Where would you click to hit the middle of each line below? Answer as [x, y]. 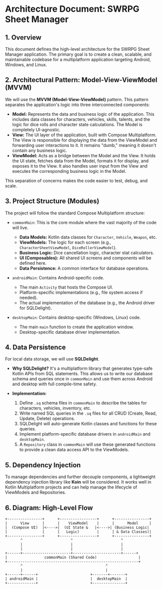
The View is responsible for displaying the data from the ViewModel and [85, 140]
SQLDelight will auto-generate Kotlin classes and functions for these [88, 424]
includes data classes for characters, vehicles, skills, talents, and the [81, 119]
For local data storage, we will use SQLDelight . [52, 359]
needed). [29, 297]
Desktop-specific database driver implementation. [70, 332]
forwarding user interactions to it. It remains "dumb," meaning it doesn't [84, 145]
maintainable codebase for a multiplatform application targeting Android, [78, 59]
